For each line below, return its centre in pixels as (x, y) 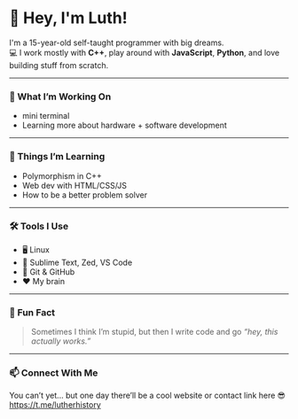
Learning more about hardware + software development (125, 125)
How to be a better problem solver (85, 195)
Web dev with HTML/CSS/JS (74, 185)
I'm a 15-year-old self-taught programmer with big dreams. (117, 43)
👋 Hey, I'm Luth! (69, 18)
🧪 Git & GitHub (48, 272)
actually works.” (61, 341)
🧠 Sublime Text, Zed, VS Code (77, 262)
